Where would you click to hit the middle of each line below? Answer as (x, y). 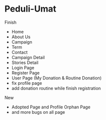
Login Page (23, 67)
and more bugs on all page (38, 112)
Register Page (25, 73)
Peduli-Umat (30, 9)
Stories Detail (25, 62)
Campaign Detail (28, 57)
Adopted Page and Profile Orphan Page (51, 107)
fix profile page (27, 83)
